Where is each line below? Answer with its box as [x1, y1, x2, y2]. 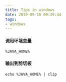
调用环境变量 [5, 37, 31, 43]
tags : [5, 17, 16, 22]
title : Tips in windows [5, 7, 55, 13]
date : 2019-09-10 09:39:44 [5, 12, 61, 17]
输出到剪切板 [5, 60, 31, 66]
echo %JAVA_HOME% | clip [5, 71, 57, 77]
